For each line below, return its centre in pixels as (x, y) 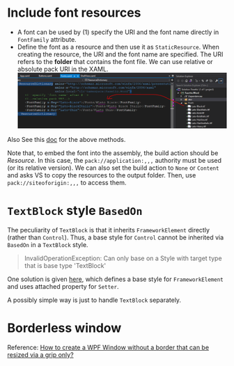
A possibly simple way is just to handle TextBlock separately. (94, 300)
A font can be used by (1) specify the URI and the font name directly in (118, 32)
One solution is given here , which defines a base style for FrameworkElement (116, 279)
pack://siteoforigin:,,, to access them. (67, 182)
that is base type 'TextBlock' (65, 265)
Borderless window (64, 328)
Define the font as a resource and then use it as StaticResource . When (118, 47)
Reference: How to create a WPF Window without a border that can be (108, 347)
